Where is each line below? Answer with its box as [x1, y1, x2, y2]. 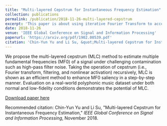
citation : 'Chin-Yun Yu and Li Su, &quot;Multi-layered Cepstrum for [5, 40, 153, 45]
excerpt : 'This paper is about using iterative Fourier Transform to [5, 21, 153, 26]
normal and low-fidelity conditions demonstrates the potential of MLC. [5, 85, 149, 91]
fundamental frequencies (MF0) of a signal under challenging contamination [5, 58, 162, 65]
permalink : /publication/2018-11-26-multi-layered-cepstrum [5, 16, 133, 21]
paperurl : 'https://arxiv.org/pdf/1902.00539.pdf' [5, 35, 112, 40]
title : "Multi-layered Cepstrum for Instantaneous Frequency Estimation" [5, 7, 162, 12]
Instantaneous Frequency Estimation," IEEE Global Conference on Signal [5, 110, 153, 116]
